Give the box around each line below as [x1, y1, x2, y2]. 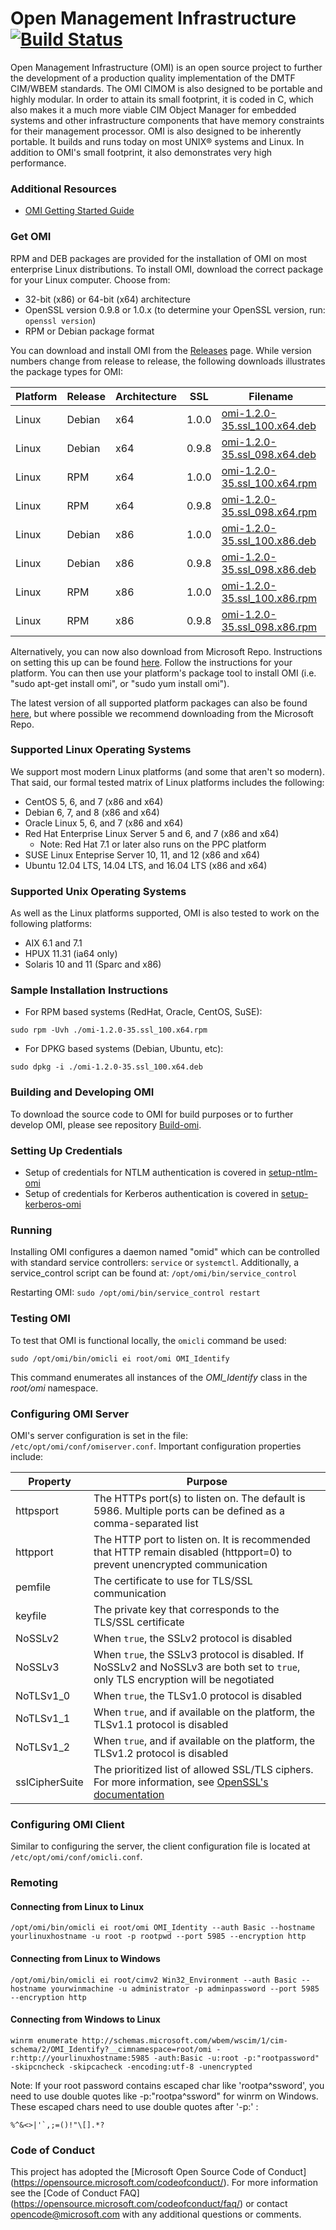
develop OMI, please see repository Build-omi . [10, 1118, 202, 1131]
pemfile [15, 1580, 52, 1594]
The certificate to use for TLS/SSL [93, 1573, 253, 1587]
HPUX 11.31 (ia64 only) [24, 948, 118, 960]
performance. [10, 157, 67, 169]
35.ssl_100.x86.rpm [221, 591, 318, 605]
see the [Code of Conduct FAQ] [10, 2187, 140, 2199]
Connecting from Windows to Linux [10, 2013, 161, 2026]
